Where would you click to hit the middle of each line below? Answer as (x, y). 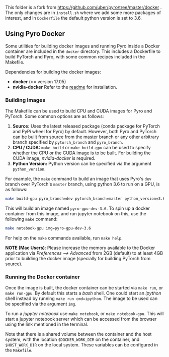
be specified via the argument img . (41, 304)
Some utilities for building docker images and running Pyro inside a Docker (82, 46)
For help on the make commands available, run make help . (64, 238)
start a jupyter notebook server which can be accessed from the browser (81, 319)
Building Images (25, 100)
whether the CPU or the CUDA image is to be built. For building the (81, 153)
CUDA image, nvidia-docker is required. (54, 158)
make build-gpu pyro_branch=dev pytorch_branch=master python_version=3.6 (85, 199)
